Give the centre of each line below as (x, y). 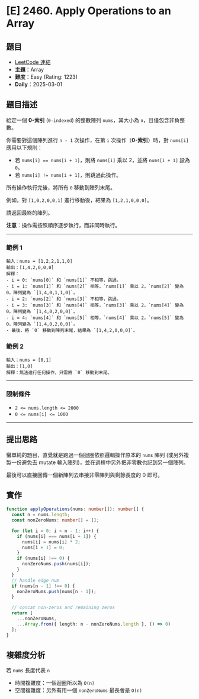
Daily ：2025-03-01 (38, 84)
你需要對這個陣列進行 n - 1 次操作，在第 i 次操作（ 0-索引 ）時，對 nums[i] (97, 140)
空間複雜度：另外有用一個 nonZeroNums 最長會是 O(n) (78, 690)
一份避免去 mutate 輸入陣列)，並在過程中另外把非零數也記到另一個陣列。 (100, 462)
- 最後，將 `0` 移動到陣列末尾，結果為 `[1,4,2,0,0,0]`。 (72, 331)
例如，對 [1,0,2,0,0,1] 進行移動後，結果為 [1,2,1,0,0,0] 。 (79, 200)
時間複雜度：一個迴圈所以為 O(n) (54, 683)
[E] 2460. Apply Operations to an (89, 11)
